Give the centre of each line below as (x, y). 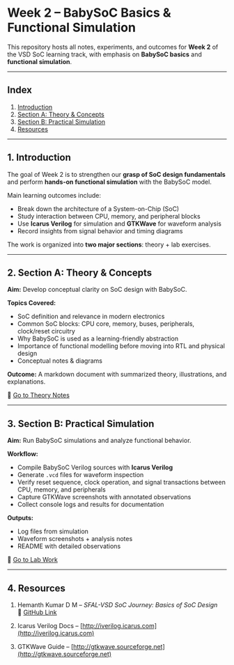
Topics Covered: (32, 303)
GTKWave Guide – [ (45, 647)
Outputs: (20, 518)
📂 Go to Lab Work (32, 560)
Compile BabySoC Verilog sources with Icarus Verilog (95, 467)
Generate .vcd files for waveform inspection (80, 475)
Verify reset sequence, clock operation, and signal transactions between (122, 483)
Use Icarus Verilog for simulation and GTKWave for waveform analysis (119, 224)
